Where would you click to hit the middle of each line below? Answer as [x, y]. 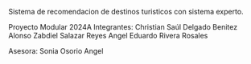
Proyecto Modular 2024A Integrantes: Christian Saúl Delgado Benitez [123, 27]
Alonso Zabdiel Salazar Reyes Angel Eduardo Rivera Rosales [108, 36]
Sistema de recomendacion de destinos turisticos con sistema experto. [126, 12]
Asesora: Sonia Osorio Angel [56, 51]
